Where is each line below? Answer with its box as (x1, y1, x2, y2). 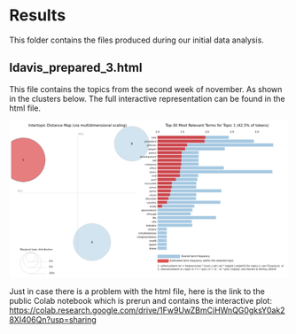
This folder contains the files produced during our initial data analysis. (9, 35, 264, 45)
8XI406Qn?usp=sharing (9, 314, 97, 324)
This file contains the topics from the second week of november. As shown (9, 83, 283, 94)
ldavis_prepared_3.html (9, 60, 143, 75)
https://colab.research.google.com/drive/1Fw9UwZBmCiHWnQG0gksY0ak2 (9, 305, 285, 315)
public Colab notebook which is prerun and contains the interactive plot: (9, 295, 273, 306)
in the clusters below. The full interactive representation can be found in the (9, 93, 285, 104)
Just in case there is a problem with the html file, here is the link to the (9, 285, 266, 297)
